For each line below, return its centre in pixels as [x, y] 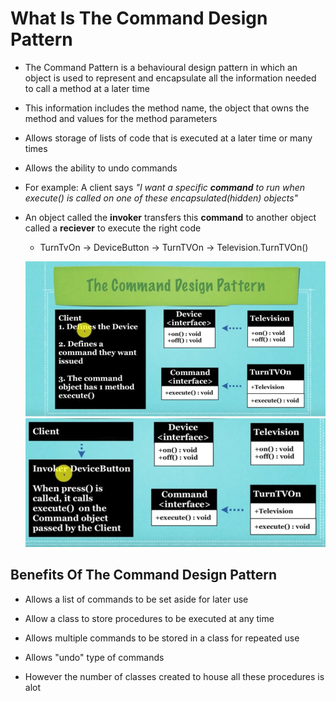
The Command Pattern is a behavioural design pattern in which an [161, 67]
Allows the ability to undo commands [101, 168]
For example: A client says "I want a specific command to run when [165, 187]
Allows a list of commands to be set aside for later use [136, 599]
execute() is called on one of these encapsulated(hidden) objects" [161, 198]
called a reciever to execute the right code [113, 228]
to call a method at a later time [87, 88]
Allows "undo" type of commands [94, 657]
